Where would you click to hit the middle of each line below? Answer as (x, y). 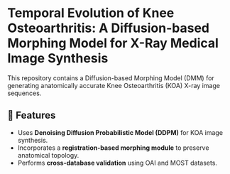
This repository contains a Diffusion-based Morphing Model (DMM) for (111, 78)
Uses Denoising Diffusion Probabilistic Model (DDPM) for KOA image (120, 132)
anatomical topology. (48, 155)
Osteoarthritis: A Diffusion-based (108, 28)
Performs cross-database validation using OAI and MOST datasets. (117, 163)
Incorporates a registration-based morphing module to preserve (113, 148)
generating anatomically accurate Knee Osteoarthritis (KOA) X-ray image (114, 85)
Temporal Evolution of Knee (91, 13)
